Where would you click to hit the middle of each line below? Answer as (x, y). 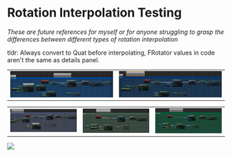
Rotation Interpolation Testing (95, 13)
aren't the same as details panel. (54, 59)
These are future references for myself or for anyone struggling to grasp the (116, 32)
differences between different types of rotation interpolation (93, 39)
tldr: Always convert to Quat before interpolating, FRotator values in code (111, 53)
